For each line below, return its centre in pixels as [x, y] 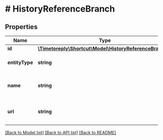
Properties [21, 27]
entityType [20, 62]
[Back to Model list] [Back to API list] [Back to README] [61, 132]
